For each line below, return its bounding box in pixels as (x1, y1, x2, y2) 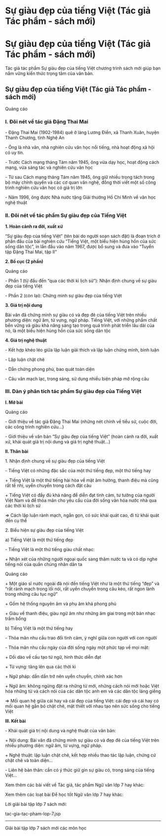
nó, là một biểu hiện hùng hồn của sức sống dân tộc (5, 328, 111, 334)
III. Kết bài (5, 718, 26, 724)
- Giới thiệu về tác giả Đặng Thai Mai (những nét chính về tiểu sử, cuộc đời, (5, 418, 158, 424)
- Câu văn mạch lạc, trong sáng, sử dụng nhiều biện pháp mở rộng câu (5, 375, 149, 382)
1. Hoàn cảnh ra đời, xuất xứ (5, 223, 63, 229)
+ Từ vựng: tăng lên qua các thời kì (5, 663, 76, 670)
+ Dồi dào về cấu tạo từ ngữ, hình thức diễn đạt (5, 654, 101, 660)
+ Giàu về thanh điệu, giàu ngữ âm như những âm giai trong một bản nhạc (5, 610, 156, 616)
